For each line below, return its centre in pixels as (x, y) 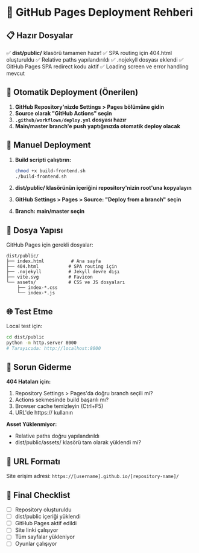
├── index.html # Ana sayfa (54, 261)
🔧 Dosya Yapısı (35, 230)
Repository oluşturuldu (43, 509)
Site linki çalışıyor (36, 530)
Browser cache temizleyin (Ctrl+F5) (59, 406)
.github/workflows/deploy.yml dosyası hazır (71, 120)
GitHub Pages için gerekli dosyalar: (50, 245)
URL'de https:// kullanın (44, 413)
